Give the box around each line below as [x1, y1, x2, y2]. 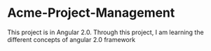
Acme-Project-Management [7, 5, 175, 21]
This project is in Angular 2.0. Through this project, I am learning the [7, 28, 205, 36]
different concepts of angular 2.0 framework [7, 35, 135, 43]
